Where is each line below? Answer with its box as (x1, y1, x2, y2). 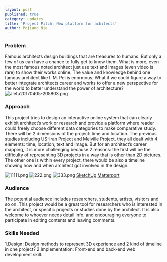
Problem (5, 42, 26, 49)
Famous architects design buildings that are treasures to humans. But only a (5, 53, 162, 60)
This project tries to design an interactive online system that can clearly (5, 114, 152, 120)
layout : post (5, 7, 32, 12)
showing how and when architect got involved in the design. (5, 162, 129, 168)
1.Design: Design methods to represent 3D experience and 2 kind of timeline (5, 241, 162, 247)
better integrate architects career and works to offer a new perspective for (5, 80, 158, 86)
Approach (5, 103, 30, 110)
